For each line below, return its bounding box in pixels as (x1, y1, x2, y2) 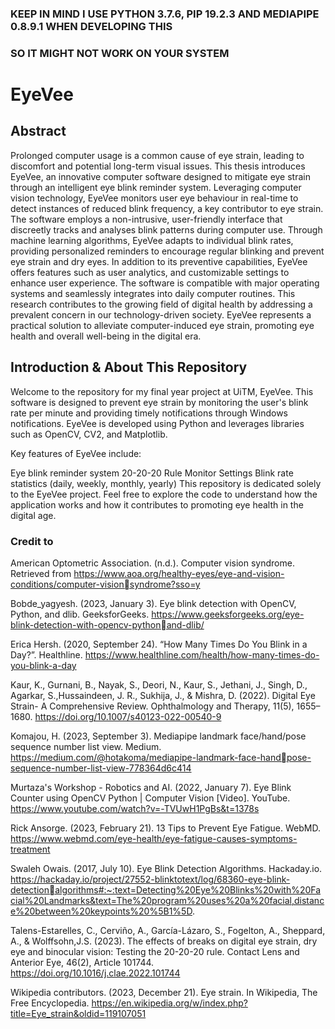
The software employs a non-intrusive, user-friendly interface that (10, 213, 283, 225)
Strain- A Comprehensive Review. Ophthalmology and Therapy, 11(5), (10, 700, 295, 712)
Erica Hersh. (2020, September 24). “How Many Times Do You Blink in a (10, 638, 308, 650)
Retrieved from (10, 567, 72, 579)
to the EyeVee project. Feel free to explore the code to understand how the (10, 488, 318, 500)
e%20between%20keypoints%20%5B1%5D (10, 905, 193, 917)
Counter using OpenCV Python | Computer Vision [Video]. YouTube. (10, 792, 291, 804)
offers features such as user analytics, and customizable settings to (10, 266, 290, 278)
